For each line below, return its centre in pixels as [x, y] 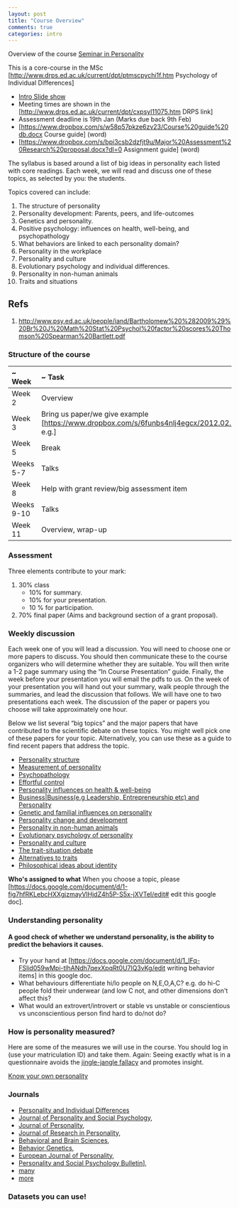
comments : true [30, 27]
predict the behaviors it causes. [56, 945]
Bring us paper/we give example [95, 415]
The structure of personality [59, 206]
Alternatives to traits [48, 857]
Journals [24, 1094]
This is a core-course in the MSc [56, 68]
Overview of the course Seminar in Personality [76, 54]
